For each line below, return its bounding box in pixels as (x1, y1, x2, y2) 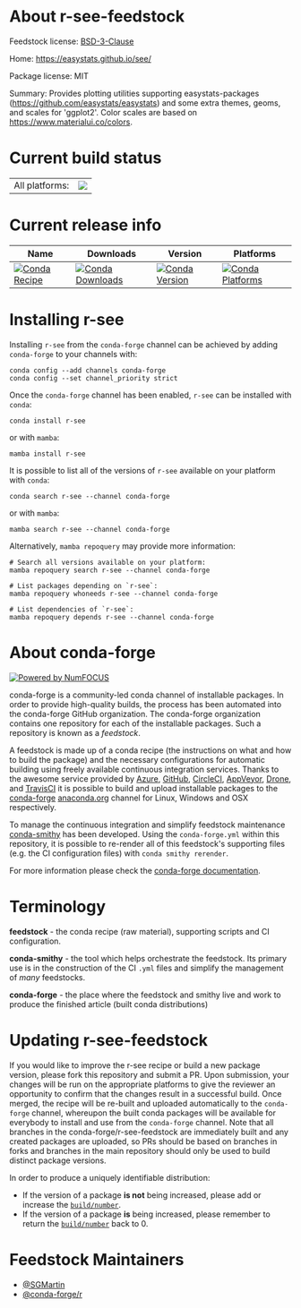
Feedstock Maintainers (9, 1249, 185, 1270)
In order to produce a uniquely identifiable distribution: (9, 1172, 211, 1183)
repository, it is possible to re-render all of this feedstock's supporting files (9, 838, 285, 849)
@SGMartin (21, 1278, 65, 1290)
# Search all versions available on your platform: (9, 558, 206, 567)
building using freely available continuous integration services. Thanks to (9, 764, 279, 774)
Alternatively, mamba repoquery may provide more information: (9, 540, 236, 551)
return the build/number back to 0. (21, 1218, 149, 1228)
